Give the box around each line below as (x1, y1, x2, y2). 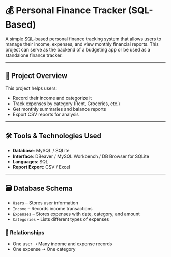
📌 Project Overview (5, 71, 68, 80)
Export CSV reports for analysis (12, 111, 79, 117)
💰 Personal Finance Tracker (5, 5, 126, 16)
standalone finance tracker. (5, 52, 63, 58)
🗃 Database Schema (5, 184, 73, 192)
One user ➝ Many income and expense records (12, 241, 112, 247)
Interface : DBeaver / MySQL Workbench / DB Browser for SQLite (12, 153, 149, 159)
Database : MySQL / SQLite (12, 147, 70, 153)
